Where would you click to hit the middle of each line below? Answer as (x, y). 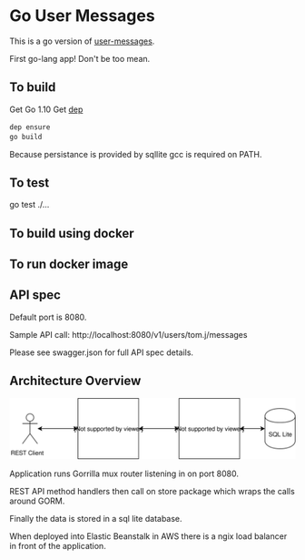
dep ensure (30, 127)
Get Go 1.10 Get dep (46, 109)
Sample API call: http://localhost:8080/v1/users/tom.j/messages (128, 334)
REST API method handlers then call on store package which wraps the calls (152, 492)
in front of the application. (58, 546)
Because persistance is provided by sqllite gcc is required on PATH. (136, 154)
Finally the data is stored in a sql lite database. (96, 519)
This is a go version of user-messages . (82, 41)
